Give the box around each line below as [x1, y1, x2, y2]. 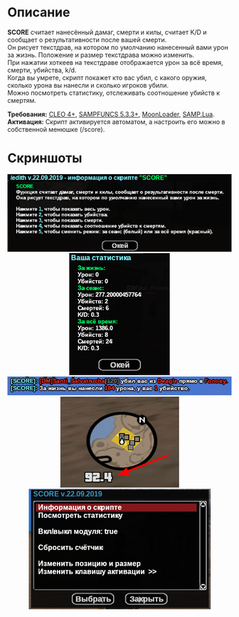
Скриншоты [7, 151, 83, 166]
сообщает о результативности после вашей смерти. [7, 35, 167, 44]
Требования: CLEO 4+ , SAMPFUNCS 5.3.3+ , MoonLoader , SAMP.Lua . [7, 110, 215, 118]
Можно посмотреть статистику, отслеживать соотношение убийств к [7, 88, 221, 97]
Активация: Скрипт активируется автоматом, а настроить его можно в [7, 117, 225, 126]
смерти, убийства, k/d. [7, 66, 77, 74]
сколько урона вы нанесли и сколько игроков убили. [7, 81, 169, 89]
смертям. [7, 96, 37, 104]
